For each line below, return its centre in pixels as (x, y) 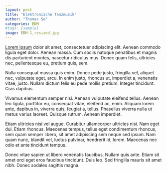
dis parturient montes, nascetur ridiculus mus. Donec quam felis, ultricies (80, 58)
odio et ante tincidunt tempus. (36, 145)
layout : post (19, 10)
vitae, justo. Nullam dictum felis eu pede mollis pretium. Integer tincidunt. (80, 83)
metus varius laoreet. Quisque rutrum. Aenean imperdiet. (64, 114)
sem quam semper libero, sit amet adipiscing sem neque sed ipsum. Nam (81, 134)
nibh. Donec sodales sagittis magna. (42, 165)
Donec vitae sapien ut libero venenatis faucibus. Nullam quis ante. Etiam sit (82, 155)
